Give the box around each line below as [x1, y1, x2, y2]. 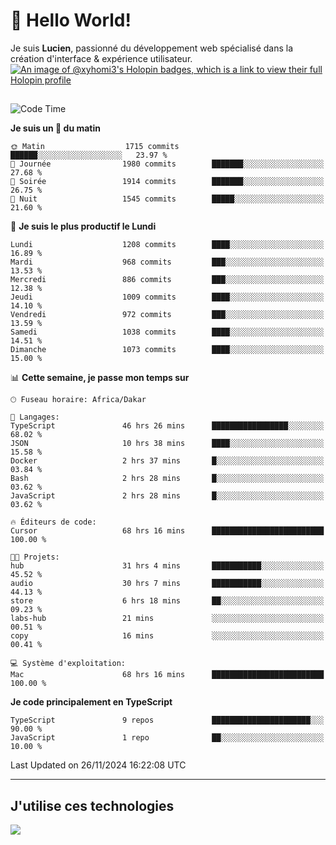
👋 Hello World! [10, 9, 132, 32]
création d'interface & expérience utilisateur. [10, 52, 193, 64]
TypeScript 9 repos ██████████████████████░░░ [10, 715, 325, 726]
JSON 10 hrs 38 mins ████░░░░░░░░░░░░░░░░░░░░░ [10, 439, 325, 449]
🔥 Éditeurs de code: [10, 517, 97, 528]
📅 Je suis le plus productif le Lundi [10, 220, 157, 233]
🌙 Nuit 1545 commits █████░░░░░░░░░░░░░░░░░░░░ [10, 194, 325, 204]
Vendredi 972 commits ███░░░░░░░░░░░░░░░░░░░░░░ [10, 310, 325, 320]
